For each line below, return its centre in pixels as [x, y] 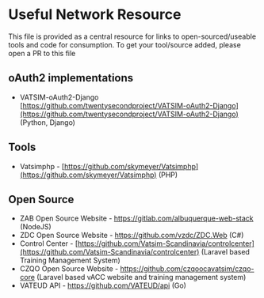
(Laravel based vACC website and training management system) [142, 277]
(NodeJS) [35, 227]
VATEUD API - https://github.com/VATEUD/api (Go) [103, 285]
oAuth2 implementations [71, 78]
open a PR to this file [42, 53]
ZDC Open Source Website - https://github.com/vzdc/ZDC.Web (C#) [132, 236]
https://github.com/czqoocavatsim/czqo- [187, 269]
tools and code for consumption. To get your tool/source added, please [125, 44]
